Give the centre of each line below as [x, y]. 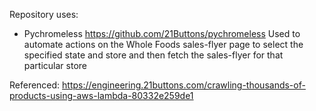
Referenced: [35, 85]
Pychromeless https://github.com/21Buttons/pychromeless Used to [162, 33]
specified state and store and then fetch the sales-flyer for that [153, 55]
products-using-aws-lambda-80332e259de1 [101, 95]
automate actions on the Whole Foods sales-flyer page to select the [163, 44]
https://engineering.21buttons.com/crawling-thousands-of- [184, 85]
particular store [55, 65]
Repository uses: [44, 14]
